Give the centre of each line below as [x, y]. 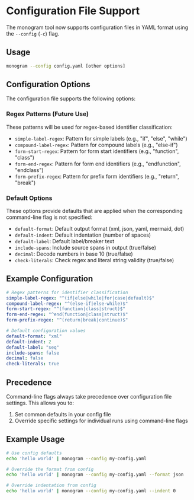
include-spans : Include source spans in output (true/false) [85, 248]
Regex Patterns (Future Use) [47, 114]
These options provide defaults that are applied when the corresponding [95, 211]
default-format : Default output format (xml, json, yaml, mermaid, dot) [99, 229]
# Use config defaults [34, 453]
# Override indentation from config [51, 485]
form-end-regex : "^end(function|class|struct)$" [67, 315]
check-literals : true [33, 364]
